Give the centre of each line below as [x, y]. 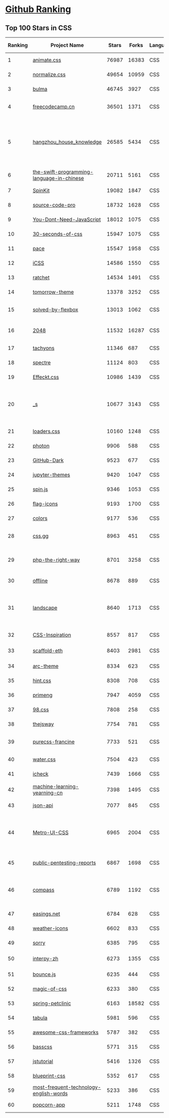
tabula [40, 1018]
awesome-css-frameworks [66, 1032]
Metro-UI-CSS [51, 832]
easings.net [46, 914]
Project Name [67, 45]
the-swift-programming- [63, 172]
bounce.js [44, 974]
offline [40, 581]
